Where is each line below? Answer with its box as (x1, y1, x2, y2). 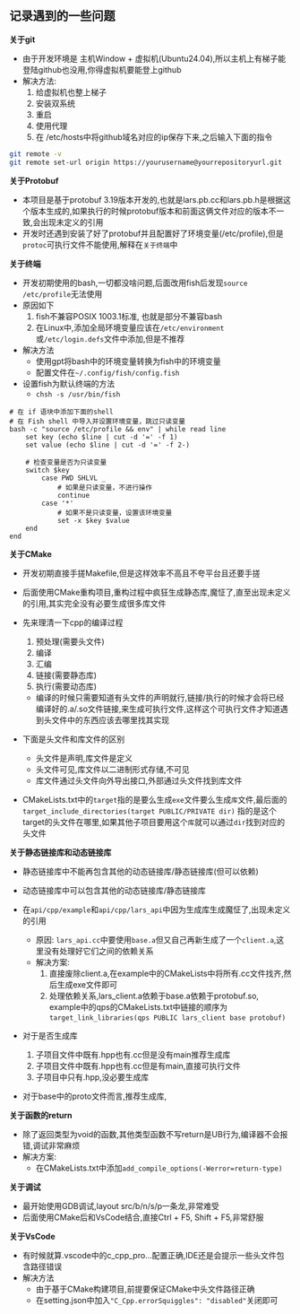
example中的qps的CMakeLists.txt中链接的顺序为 (48, 1001, 228, 1012)
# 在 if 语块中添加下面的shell (9, 407, 114, 416)
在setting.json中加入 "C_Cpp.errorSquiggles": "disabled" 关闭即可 (35, 1294, 279, 1305)
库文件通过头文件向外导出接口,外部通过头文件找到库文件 (35, 775, 243, 786)
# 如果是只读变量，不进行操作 (56, 483, 152, 492)
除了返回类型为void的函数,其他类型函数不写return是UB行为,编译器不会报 (21, 1128, 288, 1139)
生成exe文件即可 (56, 979, 118, 989)
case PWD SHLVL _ (41, 474, 106, 483)
